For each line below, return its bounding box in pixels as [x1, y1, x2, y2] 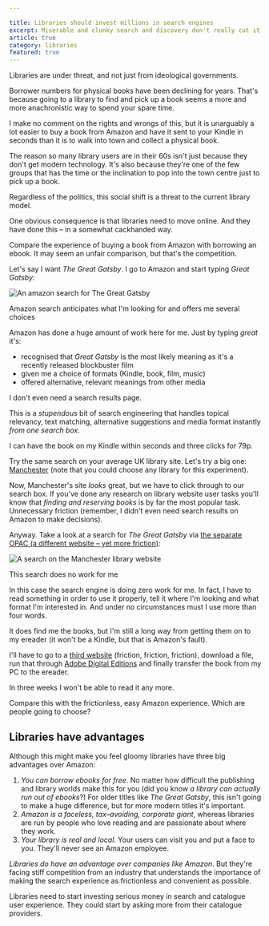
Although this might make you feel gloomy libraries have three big [9, 751, 227, 761]
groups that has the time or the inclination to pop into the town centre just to [9, 168, 260, 178]
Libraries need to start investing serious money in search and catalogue [9, 891, 246, 901]
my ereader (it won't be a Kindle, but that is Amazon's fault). [9, 634, 207, 645]
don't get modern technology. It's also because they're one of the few [9, 159, 240, 169]
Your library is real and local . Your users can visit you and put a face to [20, 835, 255, 844]
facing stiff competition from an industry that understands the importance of [9, 867, 261, 877]
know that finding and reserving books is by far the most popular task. [9, 497, 241, 507]
